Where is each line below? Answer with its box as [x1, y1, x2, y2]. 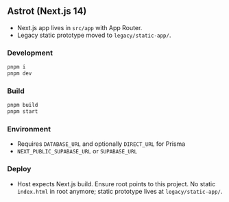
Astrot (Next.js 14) [7, 5, 87, 17]
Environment [7, 124, 51, 134]
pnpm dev [7, 70, 32, 77]
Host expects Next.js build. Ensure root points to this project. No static [16, 179, 216, 188]
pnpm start [7, 108, 38, 115]
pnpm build [7, 102, 38, 109]
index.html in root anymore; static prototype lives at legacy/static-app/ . [16, 187, 223, 195]
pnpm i [7, 64, 26, 71]
